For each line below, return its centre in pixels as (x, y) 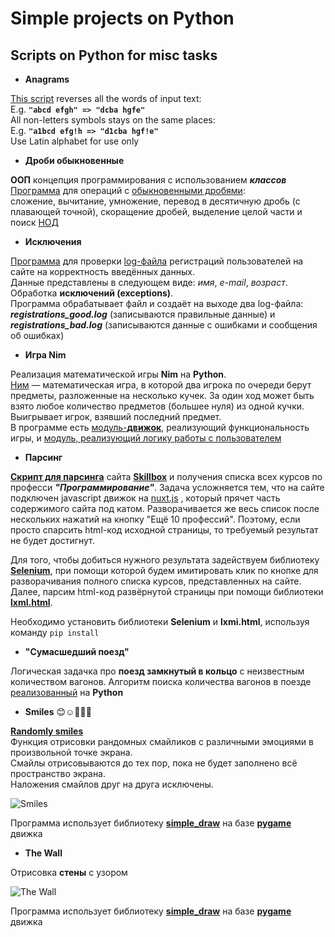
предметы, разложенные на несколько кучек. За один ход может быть (162, 395)
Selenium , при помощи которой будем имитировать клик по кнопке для (164, 570)
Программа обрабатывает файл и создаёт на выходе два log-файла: (157, 303)
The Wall (43, 853)
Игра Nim (45, 355)
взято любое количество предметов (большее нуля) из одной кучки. (157, 406)
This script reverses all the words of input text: (106, 98)
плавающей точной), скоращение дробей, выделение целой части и (156, 211)
